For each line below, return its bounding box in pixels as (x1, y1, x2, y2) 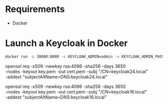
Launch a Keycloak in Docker (5, 37, 128, 49)
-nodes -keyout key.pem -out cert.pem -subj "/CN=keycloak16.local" (5, 88, 147, 94)
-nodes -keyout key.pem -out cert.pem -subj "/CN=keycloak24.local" (5, 68, 148, 74)
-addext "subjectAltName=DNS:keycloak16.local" (5, 94, 107, 100)
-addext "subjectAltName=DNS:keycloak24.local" (5, 73, 108, 79)
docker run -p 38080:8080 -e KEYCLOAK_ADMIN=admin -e (5, 54, 120, 59)
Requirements (5, 3, 65, 15)
